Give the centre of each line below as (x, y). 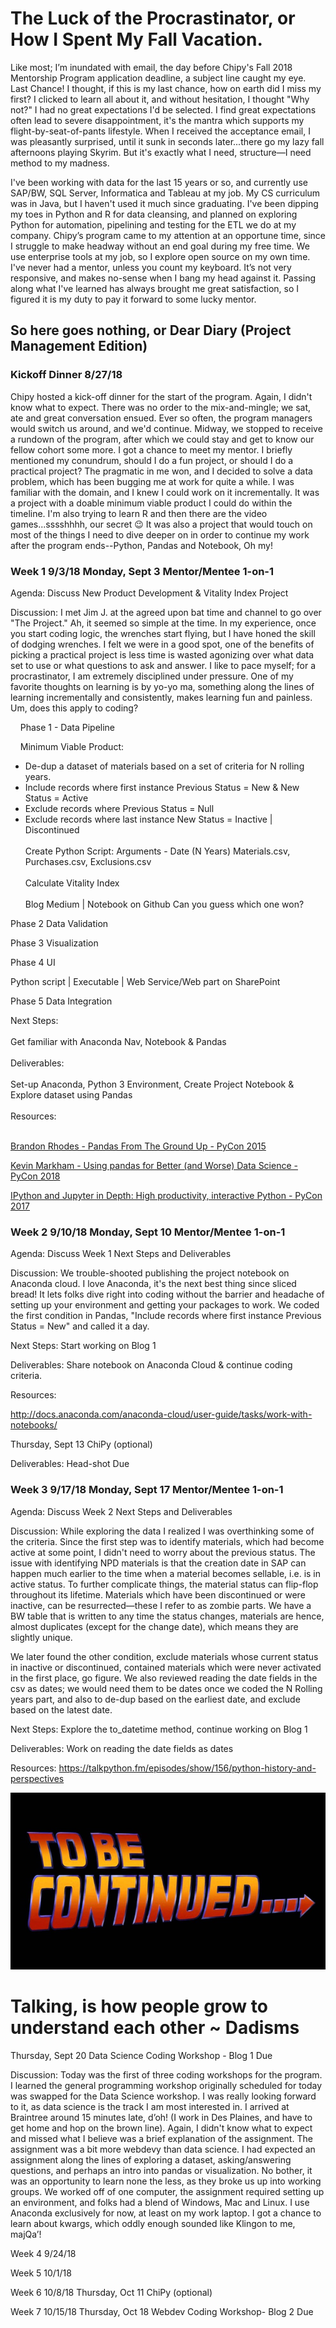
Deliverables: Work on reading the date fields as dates (122, 1748)
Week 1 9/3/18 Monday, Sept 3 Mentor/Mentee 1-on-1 (142, 571)
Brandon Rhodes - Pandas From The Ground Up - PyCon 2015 (138, 1146)
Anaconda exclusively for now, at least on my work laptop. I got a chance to (166, 2213)
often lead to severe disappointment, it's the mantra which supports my (157, 120)
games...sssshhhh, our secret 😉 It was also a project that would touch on (161, 524)
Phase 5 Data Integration (61, 1001)
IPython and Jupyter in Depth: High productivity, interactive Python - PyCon (166, 1195)
